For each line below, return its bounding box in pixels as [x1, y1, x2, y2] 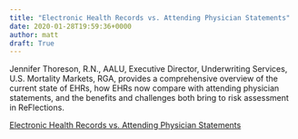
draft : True [9, 38, 55, 48]
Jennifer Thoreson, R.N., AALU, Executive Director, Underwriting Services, [9, 64, 288, 74]
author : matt [9, 30, 59, 39]
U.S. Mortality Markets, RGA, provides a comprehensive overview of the [9, 74, 279, 84]
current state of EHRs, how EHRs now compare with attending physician [9, 83, 280, 94]
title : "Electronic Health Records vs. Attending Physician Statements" [9, 13, 291, 23]
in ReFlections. [9, 102, 65, 114]
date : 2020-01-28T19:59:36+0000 [9, 22, 132, 31]
